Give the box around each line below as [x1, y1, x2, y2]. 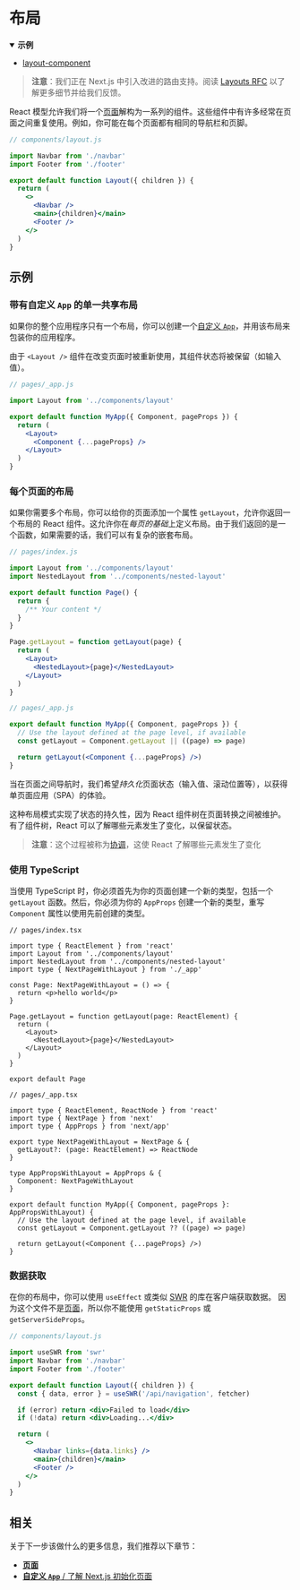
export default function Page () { [9, 588, 139, 597]
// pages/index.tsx [9, 925, 82, 934]
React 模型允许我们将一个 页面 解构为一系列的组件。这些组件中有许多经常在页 [9, 106, 292, 116]
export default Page [9, 1074, 87, 1084]
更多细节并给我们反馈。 [39, 87, 126, 98]
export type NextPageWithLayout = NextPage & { [9, 1137, 191, 1147]
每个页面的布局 [9, 485, 74, 497]
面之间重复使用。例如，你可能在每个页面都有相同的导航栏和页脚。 [9, 117, 253, 128]
